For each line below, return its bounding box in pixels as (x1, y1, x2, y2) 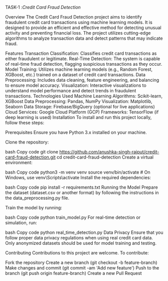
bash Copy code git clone (5, 149, 59, 155)
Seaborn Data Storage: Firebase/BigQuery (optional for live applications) (5, 104, 155, 109)
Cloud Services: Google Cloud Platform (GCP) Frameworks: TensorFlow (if (5, 109, 159, 115)
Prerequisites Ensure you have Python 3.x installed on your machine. (5, 129, 147, 135)
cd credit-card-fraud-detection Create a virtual (57, 154, 154, 160)
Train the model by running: (5, 205, 63, 210)
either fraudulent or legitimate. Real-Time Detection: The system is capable (5, 56, 160, 62)
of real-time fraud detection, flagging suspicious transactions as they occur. (5, 61, 162, 67)
